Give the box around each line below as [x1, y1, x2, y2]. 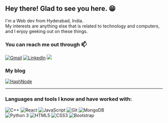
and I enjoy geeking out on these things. [5, 28, 88, 34]
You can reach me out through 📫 [5, 41, 87, 48]
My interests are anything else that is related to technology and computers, [5, 23, 160, 29]
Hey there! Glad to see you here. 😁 [5, 4, 116, 13]
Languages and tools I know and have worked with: [5, 96, 132, 103]
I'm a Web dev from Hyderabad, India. [5, 17, 83, 23]
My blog [5, 67, 26, 74]
